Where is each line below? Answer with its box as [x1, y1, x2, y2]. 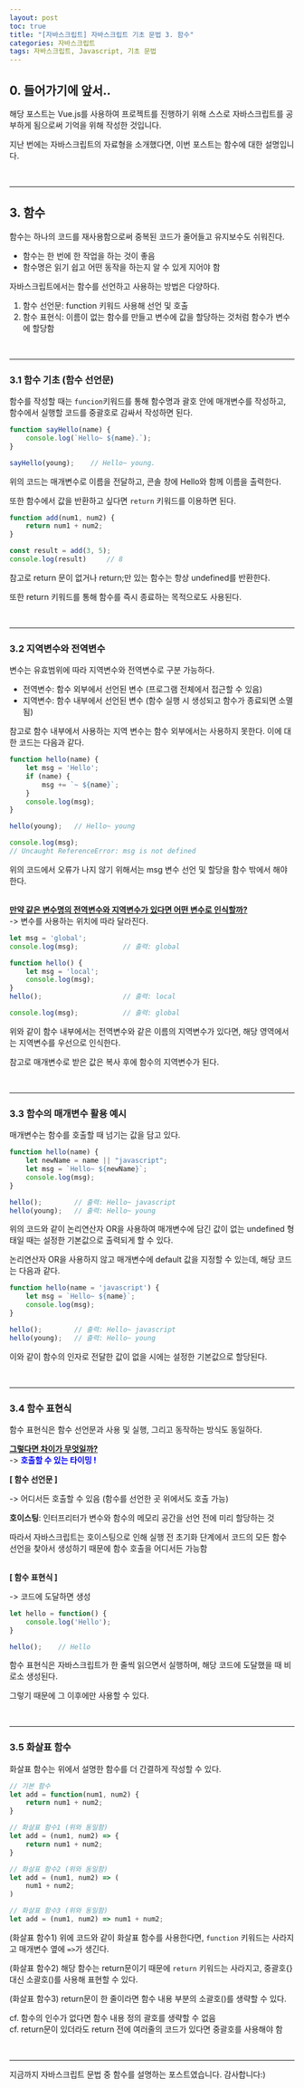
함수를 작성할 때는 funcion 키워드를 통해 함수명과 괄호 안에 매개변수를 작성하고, [9, 396, 287, 407]
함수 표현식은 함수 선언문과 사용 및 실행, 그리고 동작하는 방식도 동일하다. [9, 1424, 262, 1435]
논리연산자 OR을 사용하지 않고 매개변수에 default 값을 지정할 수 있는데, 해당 [9, 1254, 276, 1265]
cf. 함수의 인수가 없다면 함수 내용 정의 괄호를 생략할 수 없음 [9, 2012, 216, 2023]
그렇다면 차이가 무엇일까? [9, 1443, 99, 1454]
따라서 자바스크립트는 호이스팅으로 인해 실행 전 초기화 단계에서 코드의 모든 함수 [9, 1531, 288, 1542]
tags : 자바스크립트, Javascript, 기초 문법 [9, 47, 157, 56]
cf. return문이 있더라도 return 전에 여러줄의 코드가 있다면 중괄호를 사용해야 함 [9, 2024, 283, 2035]
